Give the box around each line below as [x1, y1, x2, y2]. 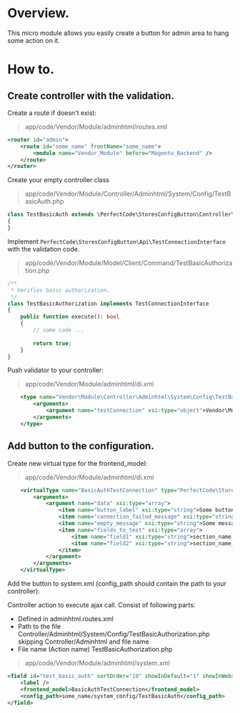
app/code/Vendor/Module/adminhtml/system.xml [24, 659, 170, 667]
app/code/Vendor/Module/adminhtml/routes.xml [24, 122, 168, 131]
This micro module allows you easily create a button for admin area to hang [7, 29, 229, 37]
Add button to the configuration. [7, 440, 155, 452]
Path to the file [17, 622, 61, 630]
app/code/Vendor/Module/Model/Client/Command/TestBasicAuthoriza [24, 259, 233, 267]
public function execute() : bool [20, 313, 120, 321]
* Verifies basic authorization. [10, 286, 111, 294]
